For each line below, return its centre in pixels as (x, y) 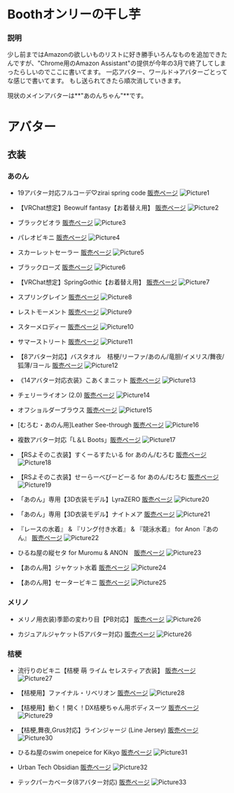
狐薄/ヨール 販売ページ (50, 366)
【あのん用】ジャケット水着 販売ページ (73, 567)
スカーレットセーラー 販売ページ (64, 252)
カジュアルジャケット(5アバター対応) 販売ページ (86, 634)
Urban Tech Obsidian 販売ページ (64, 767)
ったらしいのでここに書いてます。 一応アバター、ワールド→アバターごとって (117, 72)
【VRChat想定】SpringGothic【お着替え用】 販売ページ (97, 282)
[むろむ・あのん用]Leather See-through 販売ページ (91, 425)
